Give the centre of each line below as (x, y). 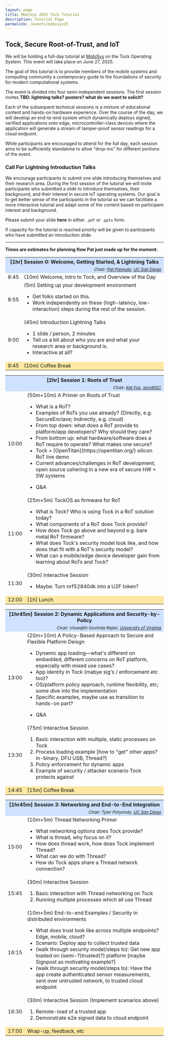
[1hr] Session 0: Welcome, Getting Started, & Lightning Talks (84, 262)
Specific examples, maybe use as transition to (90, 697)
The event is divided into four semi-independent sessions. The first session (83, 92)
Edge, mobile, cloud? (60, 937)
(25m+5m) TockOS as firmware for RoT (74, 500)
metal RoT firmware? (60, 537)
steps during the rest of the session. (103, 309)
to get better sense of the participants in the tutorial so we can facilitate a (81, 200)
